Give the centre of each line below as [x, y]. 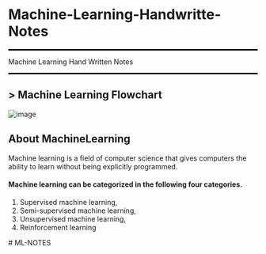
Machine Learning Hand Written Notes [71, 62]
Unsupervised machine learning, [73, 218]
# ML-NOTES [30, 242]
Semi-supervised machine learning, [78, 210]
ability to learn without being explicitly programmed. [93, 166]
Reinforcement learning [58, 227]
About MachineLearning [69, 139]
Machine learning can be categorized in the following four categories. [125, 184]
